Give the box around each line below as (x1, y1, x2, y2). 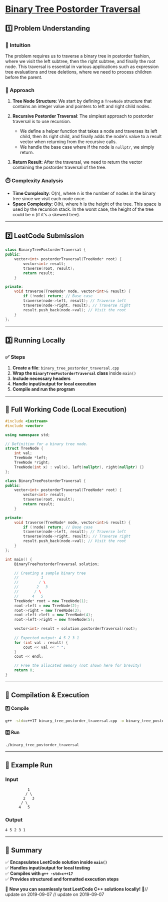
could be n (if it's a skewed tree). (12, 212, 80, 218)
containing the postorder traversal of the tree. (12, 164, 106, 171)
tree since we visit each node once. (12, 196, 86, 202)
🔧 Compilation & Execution (5, 691, 89, 699)
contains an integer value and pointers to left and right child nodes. (12, 104, 151, 110)
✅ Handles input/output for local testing (5, 865, 90, 871)
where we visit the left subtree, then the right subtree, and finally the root (5, 58, 156, 64)
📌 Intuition (5, 42, 31, 49)
